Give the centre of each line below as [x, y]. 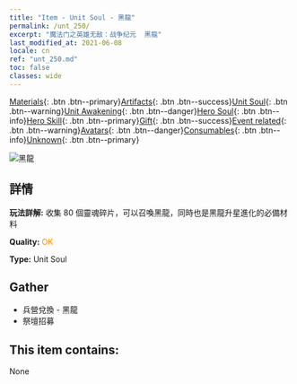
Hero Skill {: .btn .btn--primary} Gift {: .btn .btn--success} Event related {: [157, 120]
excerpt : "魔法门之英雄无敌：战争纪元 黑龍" [86, 34]
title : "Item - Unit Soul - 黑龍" [73, 17]
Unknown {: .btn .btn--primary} [83, 139]
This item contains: [64, 349]
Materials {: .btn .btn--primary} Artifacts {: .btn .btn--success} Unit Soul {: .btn [149, 101]
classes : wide [36, 76]
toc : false [30, 68]
